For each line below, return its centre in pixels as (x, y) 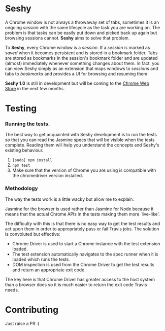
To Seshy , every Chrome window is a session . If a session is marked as (78, 47)
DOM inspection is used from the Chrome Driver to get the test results (83, 264)
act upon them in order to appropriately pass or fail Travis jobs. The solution (82, 229)
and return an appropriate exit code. (49, 270)
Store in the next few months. (35, 88)
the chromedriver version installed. (48, 176)
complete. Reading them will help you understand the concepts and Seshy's (82, 145)
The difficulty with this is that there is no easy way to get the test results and (82, 223)
